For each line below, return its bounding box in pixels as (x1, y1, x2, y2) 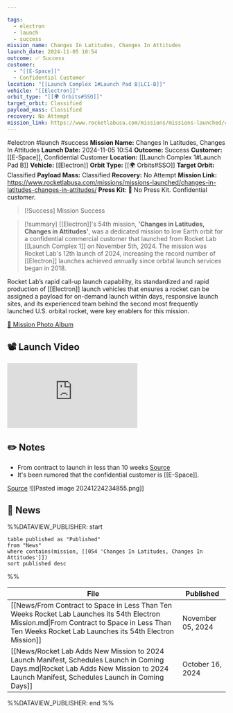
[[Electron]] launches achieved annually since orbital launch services (24, 256, 222, 265)
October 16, (182, 660, 222, 669)
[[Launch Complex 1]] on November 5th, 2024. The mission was (24, 242, 207, 250)
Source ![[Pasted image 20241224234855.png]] (7, 484, 144, 493)
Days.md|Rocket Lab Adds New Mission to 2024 (10, 664, 169, 674)
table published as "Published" (7, 536, 101, 543)
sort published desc (7, 561, 67, 567)
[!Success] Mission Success (24, 206, 105, 215)
